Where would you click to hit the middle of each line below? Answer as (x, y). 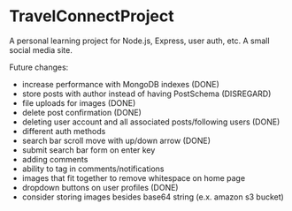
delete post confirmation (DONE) (81, 112)
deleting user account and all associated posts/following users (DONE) (151, 122)
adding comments (55, 159)
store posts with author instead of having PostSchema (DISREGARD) (146, 94)
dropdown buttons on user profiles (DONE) (100, 187)
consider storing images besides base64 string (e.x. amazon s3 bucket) (153, 197)
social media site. (41, 49)
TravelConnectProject (92, 16)
